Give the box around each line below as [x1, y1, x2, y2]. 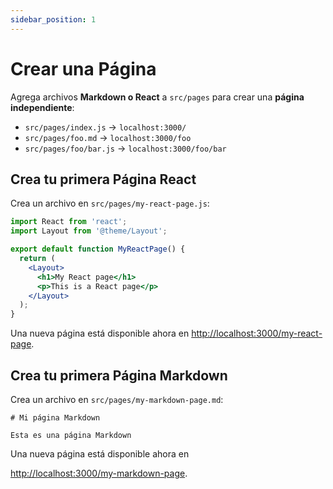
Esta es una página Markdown [10, 430, 132, 440]
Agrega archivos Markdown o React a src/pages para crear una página [10, 91, 305, 103]
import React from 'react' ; [10, 217, 128, 227]
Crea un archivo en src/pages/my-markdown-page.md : [10, 393, 224, 405]
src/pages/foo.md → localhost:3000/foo [24, 131, 192, 143]
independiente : [10, 101, 75, 113]
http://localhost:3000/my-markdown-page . [10, 467, 188, 479]
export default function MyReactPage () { [10, 244, 186, 255]
